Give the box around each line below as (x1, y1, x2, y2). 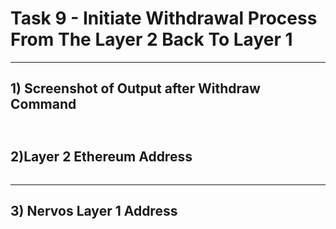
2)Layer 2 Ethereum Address (10, 148, 193, 166)
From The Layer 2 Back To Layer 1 (10, 28, 293, 51)
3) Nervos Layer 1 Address (10, 202, 178, 219)
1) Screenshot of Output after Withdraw (10, 80, 261, 97)
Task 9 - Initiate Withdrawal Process (10, 7, 318, 30)
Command (10, 96, 77, 113)
